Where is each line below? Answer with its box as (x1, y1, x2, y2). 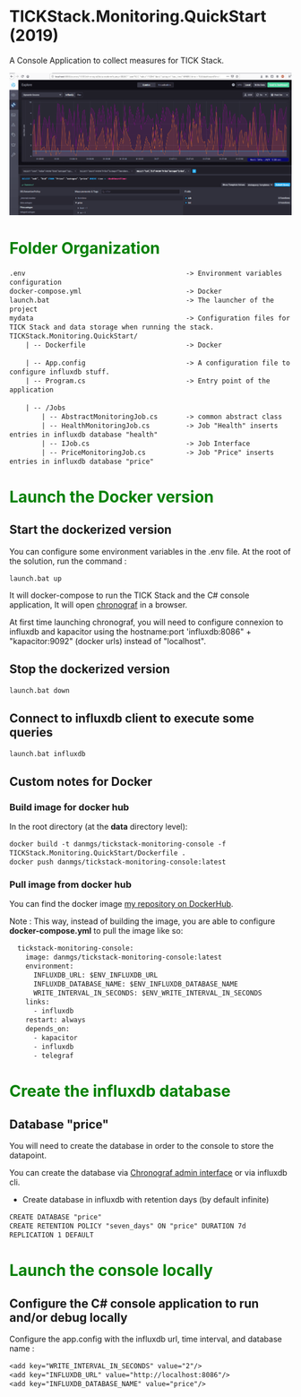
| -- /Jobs (25, 403, 66, 412)
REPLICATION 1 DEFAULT (9, 1230, 94, 1240)
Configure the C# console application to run (9, 1296, 260, 1311)
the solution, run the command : (9, 556, 127, 566)
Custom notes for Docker (9, 773, 153, 789)
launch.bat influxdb (9, 750, 87, 759)
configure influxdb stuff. (9, 367, 110, 376)
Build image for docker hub (9, 800, 130, 813)
